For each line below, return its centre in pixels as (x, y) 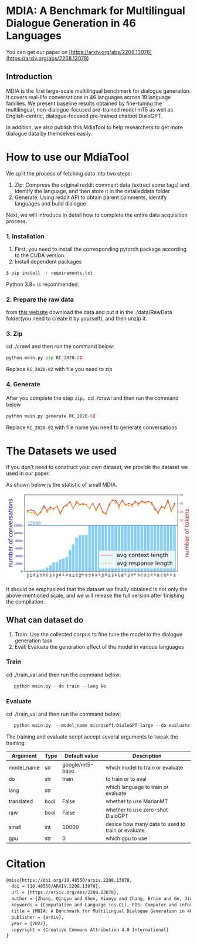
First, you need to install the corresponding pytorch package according (100, 249)
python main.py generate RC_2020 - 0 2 (51, 416)
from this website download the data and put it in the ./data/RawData (89, 312)
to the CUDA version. (40, 255)
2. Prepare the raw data (40, 299)
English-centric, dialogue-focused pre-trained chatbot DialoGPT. (84, 116)
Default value (81, 756)
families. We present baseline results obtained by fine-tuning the (84, 103)
